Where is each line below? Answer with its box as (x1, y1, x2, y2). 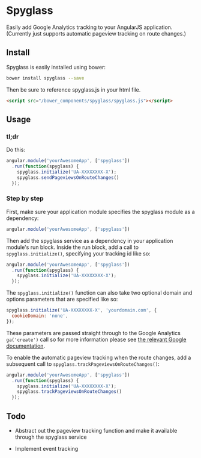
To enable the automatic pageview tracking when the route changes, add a (6, 354, 191, 361)
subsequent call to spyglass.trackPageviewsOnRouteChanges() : (6, 360, 160, 368)
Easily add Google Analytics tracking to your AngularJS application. (6, 24, 173, 31)
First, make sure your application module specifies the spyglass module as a (6, 208, 195, 215)
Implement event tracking (14, 445, 79, 453)
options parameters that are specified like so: (6, 296, 118, 303)
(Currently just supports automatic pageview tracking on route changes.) (6, 30, 187, 37)
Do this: (6, 146, 26, 154)
